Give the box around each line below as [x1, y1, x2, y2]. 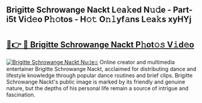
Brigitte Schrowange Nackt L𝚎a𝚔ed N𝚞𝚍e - [6, 5, 171, 15]
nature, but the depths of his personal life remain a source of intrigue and [6, 85, 189, 91]
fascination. [6, 91, 36, 98]
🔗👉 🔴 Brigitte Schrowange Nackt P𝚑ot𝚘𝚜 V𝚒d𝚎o [6, 39, 195, 50]
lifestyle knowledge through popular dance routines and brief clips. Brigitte [6, 72, 193, 79]
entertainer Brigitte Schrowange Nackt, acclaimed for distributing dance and [6, 65, 197, 72]
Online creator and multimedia [99, 59, 175, 65]
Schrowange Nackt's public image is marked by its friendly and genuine [6, 78, 186, 85]
